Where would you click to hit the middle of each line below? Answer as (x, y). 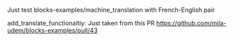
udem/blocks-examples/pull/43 (52, 30)
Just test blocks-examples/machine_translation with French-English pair (111, 10)
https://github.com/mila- (191, 23)
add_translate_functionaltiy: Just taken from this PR (81, 23)
